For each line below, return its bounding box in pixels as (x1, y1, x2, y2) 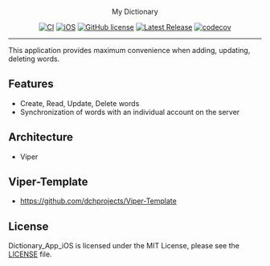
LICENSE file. (8, 249, 52, 260)
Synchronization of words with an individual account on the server (19, 107, 240, 117)
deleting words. (8, 54, 60, 63)
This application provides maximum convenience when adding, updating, (8, 46, 251, 55)
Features (8, 77, 54, 91)
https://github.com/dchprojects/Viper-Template (19, 196, 177, 206)
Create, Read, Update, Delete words (19, 98, 140, 108)
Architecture (8, 130, 74, 144)
